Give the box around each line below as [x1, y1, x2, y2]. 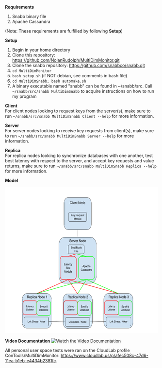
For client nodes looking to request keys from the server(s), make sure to [5, 108, 151, 114]
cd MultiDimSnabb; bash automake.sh [12, 79, 86, 84]
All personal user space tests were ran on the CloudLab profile [5, 348, 130, 353]
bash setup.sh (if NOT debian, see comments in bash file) [12, 73, 128, 78]
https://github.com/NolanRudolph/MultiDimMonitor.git [12, 57, 120, 63]
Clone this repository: [12, 52, 55, 58]
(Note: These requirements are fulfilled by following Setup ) [5, 28, 123, 34]
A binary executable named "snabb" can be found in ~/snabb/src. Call [12, 83, 153, 89]
